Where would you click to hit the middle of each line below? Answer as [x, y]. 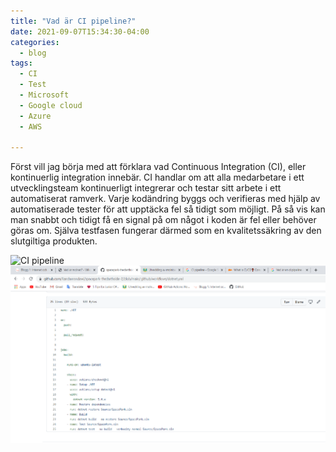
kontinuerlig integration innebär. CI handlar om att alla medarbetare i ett [157, 177]
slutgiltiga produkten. [54, 241]
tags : [21, 63]
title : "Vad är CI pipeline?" [73, 21]
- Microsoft [44, 95]
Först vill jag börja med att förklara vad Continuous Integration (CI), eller [158, 167]
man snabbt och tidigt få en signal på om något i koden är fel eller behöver [163, 220]
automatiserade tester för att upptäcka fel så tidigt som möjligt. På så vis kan [168, 209]
